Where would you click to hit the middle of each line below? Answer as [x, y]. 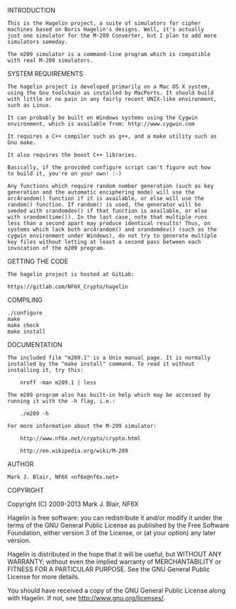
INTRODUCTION [31, 10]
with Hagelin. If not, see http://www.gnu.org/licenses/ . [86, 598]
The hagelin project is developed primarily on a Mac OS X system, [109, 87]
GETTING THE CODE [38, 261]
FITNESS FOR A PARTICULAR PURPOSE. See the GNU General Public [109, 569]
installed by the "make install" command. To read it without [101, 364]
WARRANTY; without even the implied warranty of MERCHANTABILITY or [114, 561]
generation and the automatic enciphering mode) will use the [101, 192]
